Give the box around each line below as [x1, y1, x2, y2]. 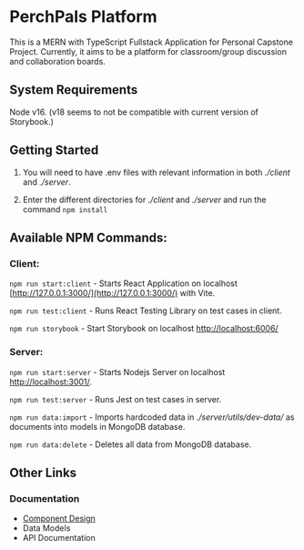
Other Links [9, 464, 77, 480]
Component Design [22, 513, 96, 525]
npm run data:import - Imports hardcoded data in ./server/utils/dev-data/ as [9, 412, 295, 423]
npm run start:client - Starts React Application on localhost [9, 278, 238, 289]
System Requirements [9, 82, 138, 97]
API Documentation [22, 533, 96, 544]
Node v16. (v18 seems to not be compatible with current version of [9, 107, 259, 117]
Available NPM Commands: [9, 229, 167, 245]
